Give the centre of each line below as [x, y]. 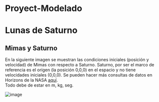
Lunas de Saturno [41, 31]
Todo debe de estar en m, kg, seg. [39, 85]
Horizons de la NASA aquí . [32, 80]
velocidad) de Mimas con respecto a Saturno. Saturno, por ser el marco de [79, 65]
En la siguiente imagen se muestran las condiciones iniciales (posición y [77, 60]
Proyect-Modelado [44, 8]
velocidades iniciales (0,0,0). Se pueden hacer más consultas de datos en [79, 75]
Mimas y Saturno [31, 48]
